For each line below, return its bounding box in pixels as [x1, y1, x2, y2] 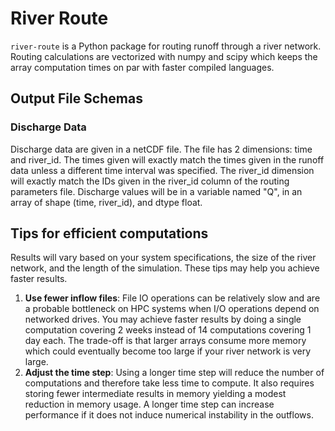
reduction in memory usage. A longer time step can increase [24, 398, 275, 411]
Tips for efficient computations [10, 225, 209, 242]
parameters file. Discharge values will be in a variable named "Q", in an [10, 185, 303, 197]
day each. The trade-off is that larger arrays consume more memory [24, 335, 307, 347]
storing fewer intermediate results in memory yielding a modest [24, 388, 287, 400]
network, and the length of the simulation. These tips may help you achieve [10, 262, 320, 274]
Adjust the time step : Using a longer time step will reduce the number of [24, 367, 325, 379]
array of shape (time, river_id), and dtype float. [10, 196, 203, 208]
